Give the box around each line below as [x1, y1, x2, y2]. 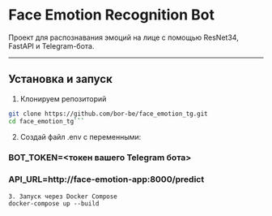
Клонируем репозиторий [19, 93, 107, 103]
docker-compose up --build [8, 199, 100, 208]
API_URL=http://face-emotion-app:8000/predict [8, 174, 205, 185]
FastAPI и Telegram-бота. [8, 41, 95, 50]
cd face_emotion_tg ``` [8, 117, 85, 125]
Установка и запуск [8, 72, 113, 86]
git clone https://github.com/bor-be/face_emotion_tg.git [8, 110, 208, 118]
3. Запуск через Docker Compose [8, 192, 117, 201]
